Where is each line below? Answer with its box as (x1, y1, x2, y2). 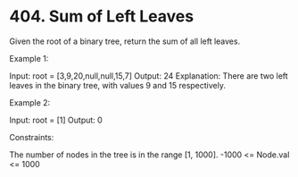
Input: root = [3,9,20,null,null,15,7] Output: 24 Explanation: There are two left (9, 70, 288, 81)
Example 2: (9, 97, 51, 108)
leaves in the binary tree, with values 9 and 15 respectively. (9, 80, 226, 90)
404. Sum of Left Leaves (9, 6, 195, 27)
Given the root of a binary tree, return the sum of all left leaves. (9, 36, 241, 46)
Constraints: (9, 131, 54, 142)
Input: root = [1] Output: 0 (9, 114, 103, 125)
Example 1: (9, 53, 49, 63)
